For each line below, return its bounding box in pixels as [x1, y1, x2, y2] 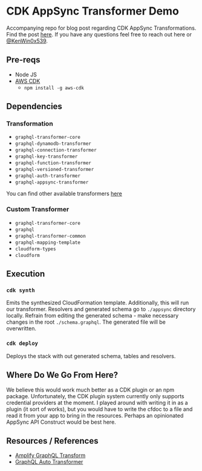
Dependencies [6, 101, 62, 112]
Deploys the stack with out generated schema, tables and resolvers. [6, 352, 176, 359]
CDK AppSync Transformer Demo [6, 4, 180, 18]
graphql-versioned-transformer [15, 167, 94, 173]
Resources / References [6, 435, 99, 446]
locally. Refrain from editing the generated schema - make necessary [6, 312, 179, 319]
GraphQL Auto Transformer [15, 458, 83, 466]
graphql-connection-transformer [15, 147, 97, 153]
